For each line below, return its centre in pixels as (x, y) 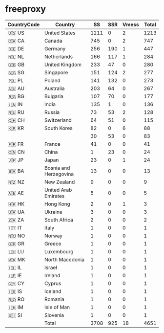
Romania (55, 299)
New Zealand (60, 182)
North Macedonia (64, 259)
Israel (51, 267)
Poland (52, 80)
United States (60, 33)
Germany (55, 48)
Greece (53, 244)
